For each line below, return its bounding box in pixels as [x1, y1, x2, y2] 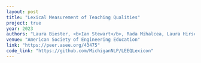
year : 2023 [6, 25, 33, 32]
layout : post [6, 8, 39, 15]
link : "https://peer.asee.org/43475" [6, 43, 100, 49]
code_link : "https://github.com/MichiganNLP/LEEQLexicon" [6, 48, 154, 54]
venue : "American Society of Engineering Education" [6, 37, 141, 43]
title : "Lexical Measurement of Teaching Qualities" [6, 14, 141, 20]
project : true [6, 20, 42, 26]
